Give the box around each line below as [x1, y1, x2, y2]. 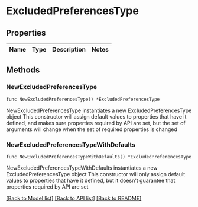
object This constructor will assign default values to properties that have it [6, 113, 187, 120]
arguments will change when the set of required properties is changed [6, 126, 177, 133]
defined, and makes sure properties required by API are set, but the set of [6, 119, 186, 126]
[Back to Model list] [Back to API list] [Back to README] [6, 195, 142, 202]
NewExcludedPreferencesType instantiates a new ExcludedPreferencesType [6, 107, 192, 114]
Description [52, 46, 86, 53]
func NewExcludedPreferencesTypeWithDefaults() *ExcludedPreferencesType [6, 154, 192, 160]
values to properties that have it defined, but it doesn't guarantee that [6, 177, 176, 184]
